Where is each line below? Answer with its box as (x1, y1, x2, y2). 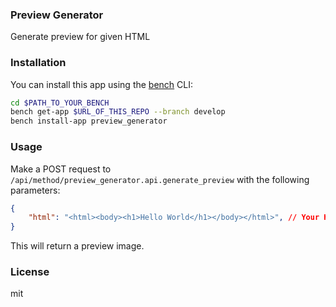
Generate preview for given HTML (10, 31, 151, 43)
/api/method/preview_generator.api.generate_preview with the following (10, 173, 310, 185)
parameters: (10, 184, 61, 196)
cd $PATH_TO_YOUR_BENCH (10, 98, 110, 108)
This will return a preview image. (10, 240, 145, 252)
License (10, 265, 50, 279)
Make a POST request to (10, 163, 112, 175)
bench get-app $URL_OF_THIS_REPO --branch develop (10, 107, 226, 117)
